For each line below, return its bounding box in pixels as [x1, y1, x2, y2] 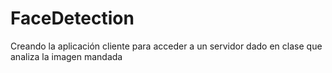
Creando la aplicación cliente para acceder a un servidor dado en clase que [10, 40, 323, 52]
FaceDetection [10, 7, 135, 30]
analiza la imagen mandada [10, 50, 123, 62]
